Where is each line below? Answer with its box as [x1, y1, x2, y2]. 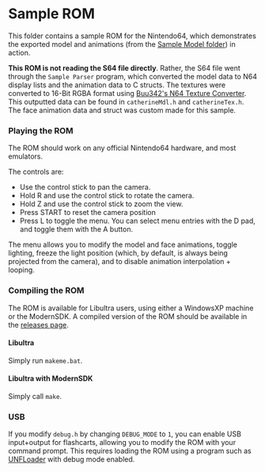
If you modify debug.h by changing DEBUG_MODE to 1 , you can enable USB [8, 429, 241, 439]
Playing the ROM [8, 125, 74, 136]
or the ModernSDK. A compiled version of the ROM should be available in [8, 311, 248, 321]
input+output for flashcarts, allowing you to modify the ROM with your [8, 438, 236, 447]
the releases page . [8, 320, 69, 329]
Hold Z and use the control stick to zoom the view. [19, 199, 184, 209]
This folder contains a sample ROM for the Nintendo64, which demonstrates [8, 31, 257, 40]
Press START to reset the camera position [19, 208, 156, 217]
